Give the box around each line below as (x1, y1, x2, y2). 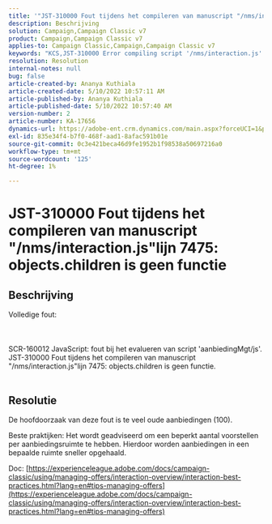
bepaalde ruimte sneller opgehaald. (8, 447, 127, 458)
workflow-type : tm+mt (8, 147, 82, 155)
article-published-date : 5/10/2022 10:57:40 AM (8, 102, 172, 110)
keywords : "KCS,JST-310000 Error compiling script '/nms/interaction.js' (8, 49, 263, 58)
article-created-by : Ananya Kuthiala (8, 79, 136, 87)
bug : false (8, 72, 45, 80)
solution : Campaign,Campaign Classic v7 (8, 27, 147, 35)
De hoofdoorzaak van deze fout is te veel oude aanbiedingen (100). (8, 415, 233, 424)
